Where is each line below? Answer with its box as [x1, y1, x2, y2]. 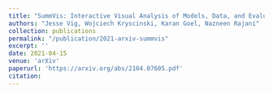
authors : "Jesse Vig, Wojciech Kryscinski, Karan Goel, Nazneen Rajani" [8, 19, 260, 27]
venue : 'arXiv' [8, 57, 60, 66]
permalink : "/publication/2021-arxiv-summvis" [8, 34, 169, 43]
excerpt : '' [8, 42, 49, 50]
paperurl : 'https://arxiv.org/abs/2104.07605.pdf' [8, 65, 184, 73]
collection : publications [8, 27, 96, 35]
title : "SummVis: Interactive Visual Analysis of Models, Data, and [8, 11, 245, 20]
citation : [8, 72, 42, 80]
